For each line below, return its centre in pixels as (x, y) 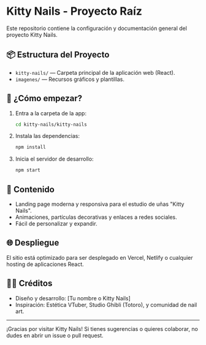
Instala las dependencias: (47, 136)
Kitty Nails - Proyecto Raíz (74, 11)
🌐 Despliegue (33, 243)
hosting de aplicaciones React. (45, 264)
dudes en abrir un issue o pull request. (55, 335)
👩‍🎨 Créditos (29, 283)
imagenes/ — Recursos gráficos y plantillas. (70, 79)
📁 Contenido (31, 189)
